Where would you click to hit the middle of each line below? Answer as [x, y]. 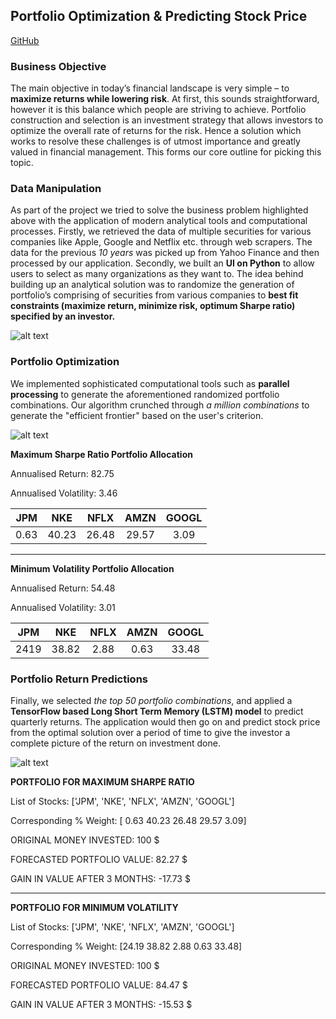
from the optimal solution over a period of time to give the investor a [150, 732]
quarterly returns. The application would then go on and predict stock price [165, 722]
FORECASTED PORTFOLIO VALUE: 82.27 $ [99, 859]
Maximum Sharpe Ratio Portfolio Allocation [101, 454]
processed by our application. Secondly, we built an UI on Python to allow [162, 263]
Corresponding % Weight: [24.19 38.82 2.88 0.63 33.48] [126, 946]
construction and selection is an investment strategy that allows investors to [167, 120]
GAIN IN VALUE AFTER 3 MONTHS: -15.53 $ [101, 1004]
